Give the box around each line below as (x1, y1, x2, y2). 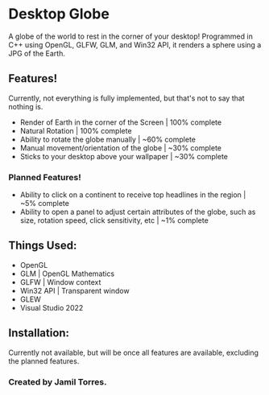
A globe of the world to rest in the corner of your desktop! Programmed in (8, 31, 254, 41)
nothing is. (8, 101, 43, 111)
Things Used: (8, 239, 77, 253)
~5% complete (19, 199, 70, 208)
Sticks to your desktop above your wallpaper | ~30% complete (19, 151, 228, 161)
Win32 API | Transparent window (19, 286, 130, 295)
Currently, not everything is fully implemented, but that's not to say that (8, 93, 245, 103)
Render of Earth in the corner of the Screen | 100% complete (19, 117, 222, 127)
